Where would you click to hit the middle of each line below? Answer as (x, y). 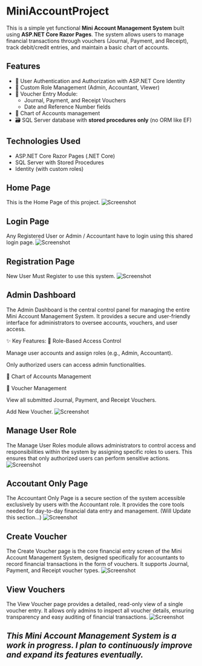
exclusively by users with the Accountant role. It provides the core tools (95, 505)
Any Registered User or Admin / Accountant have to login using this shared (100, 236)
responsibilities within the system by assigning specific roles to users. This (99, 451)
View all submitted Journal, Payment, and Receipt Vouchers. (81, 400)
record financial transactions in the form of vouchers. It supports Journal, (98, 564)
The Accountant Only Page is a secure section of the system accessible (96, 498)
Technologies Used (43, 142)
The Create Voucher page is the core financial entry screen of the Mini (94, 551)
